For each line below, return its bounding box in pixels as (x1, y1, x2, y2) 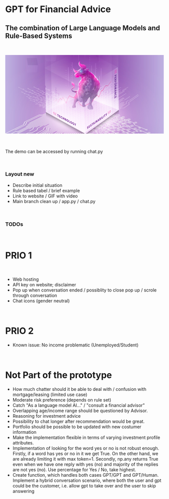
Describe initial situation (12, 182, 63, 188)
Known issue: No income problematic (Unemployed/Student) (12, 342, 139, 348)
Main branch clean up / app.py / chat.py (12, 198, 96, 204)
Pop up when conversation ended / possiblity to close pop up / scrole (12, 287, 157, 293)
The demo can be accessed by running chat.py (5, 148, 103, 155)
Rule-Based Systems (5, 31, 72, 40)
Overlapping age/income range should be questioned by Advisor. (12, 408, 148, 414)
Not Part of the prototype (5, 370, 112, 381)
